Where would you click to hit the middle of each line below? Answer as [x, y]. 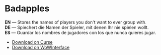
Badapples [27, 9]
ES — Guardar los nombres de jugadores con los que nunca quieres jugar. [80, 32]
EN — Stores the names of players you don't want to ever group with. [76, 22]
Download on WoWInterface [41, 47]
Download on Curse [32, 42]
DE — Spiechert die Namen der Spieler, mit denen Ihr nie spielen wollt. [77, 27]
